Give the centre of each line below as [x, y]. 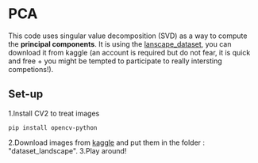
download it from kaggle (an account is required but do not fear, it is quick [129, 52]
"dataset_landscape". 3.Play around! [67, 150]
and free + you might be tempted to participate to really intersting [115, 61]
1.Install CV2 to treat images [54, 113]
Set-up [26, 95]
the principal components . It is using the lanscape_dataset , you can [120, 44]
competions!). [31, 69]
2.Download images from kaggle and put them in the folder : [106, 142]
